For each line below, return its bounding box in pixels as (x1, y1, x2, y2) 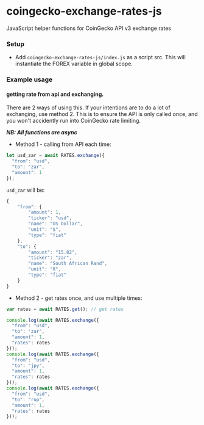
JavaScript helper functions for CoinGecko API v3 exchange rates (6, 24, 172, 32)
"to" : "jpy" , (12, 362, 45, 369)
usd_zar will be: (6, 186, 45, 194)
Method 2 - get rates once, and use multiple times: (15, 294, 142, 302)
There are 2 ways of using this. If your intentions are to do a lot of (6, 104, 171, 111)
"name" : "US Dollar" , (28, 221, 83, 227)
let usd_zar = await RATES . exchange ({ (6, 153, 105, 159)
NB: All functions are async (6, 129, 77, 136)
